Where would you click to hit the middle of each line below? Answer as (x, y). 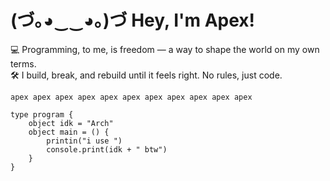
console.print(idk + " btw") (107, 149)
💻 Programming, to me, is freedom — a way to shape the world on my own (165, 49)
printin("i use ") (84, 141)
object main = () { (69, 132)
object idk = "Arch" (71, 123)
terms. (23, 63)
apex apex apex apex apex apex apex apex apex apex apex (131, 97)
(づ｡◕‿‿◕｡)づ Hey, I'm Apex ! (133, 20)
